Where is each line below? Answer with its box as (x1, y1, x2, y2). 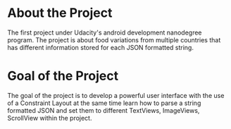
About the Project (7, 5, 113, 21)
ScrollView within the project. (7, 113, 92, 122)
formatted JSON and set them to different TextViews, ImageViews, (7, 106, 200, 114)
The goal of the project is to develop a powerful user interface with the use (7, 91, 225, 99)
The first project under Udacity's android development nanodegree (7, 28, 202, 37)
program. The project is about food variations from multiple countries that (7, 35, 221, 44)
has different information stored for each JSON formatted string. (7, 43, 194, 51)
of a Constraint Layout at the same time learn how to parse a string (7, 99, 201, 107)
